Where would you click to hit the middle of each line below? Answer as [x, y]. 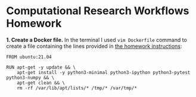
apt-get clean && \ [41, 83]
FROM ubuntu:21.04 [29, 57]
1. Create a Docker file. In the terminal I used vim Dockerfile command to [97, 40]
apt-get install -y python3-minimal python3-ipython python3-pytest [104, 72]
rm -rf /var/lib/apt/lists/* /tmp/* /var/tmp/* [77, 88]
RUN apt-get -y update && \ [41, 67]
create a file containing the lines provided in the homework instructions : [94, 46]
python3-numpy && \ [30, 77]
